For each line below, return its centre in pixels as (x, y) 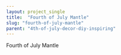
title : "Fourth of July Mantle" (48, 17)
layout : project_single (36, 12)
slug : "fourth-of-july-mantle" (45, 23)
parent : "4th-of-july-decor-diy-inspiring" (61, 28)
